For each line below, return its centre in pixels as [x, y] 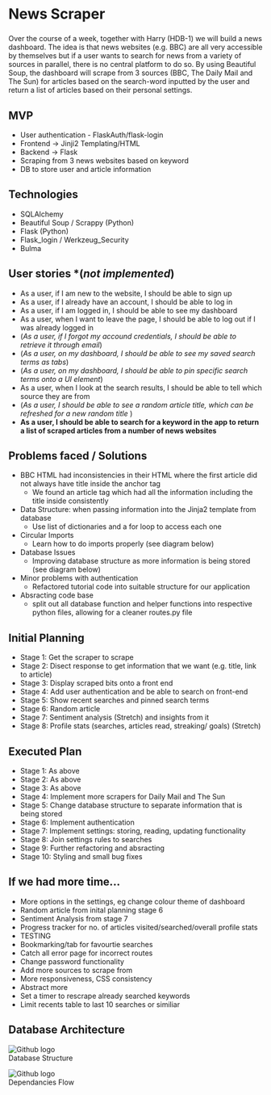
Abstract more [44, 987]
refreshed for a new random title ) [76, 413]
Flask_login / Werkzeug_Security [74, 240]
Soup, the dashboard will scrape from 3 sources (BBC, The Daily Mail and [131, 73]
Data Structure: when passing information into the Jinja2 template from [138, 510]
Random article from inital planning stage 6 [92, 910]
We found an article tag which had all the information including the [142, 493]
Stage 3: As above [50, 787]
